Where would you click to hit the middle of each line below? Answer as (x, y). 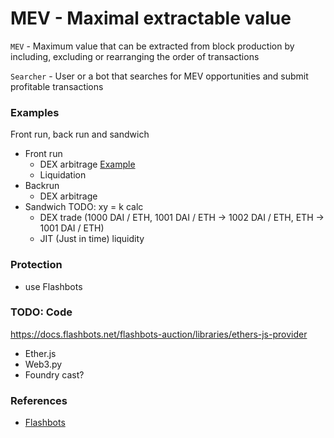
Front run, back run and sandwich (80, 134)
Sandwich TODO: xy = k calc (84, 207)
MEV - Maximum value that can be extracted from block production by (152, 46)
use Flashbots (53, 286)
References (39, 400)
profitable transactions (57, 86)
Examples (35, 112)
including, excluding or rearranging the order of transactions (135, 56)
